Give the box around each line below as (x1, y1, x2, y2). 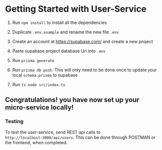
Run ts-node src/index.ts (12, 82, 66, 87)
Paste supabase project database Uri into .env (12, 48, 106, 54)
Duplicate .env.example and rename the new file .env (12, 29, 119, 35)
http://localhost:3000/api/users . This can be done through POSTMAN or (5, 134, 156, 140)
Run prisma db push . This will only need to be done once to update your (12, 67, 157, 73)
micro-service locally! (5, 104, 74, 112)
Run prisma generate (12, 57, 55, 63)
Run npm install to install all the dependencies (12, 20, 107, 25)
